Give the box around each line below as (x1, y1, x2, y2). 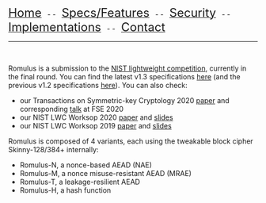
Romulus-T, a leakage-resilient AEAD (19, 177, 141, 186)
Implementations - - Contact (8, 20, 166, 35)
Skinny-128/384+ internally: (8, 145, 99, 154)
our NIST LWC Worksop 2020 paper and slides (19, 113, 173, 122)
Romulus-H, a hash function (19, 186, 112, 195)
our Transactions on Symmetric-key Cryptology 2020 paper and (19, 96, 230, 105)
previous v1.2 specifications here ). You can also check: (8, 81, 188, 90)
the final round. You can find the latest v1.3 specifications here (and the (8, 72, 241, 81)
